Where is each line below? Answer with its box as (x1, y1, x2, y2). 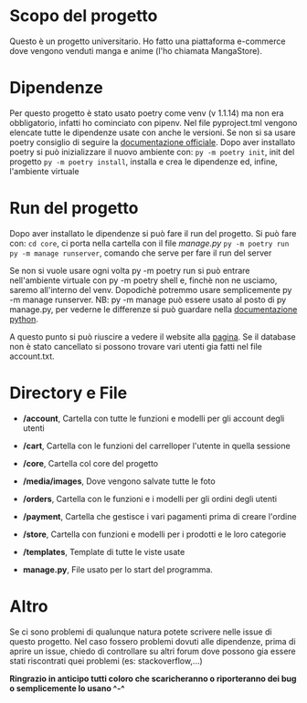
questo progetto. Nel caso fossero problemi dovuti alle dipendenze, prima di (9, 635, 296, 646)
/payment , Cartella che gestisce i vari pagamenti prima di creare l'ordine (22, 510, 297, 521)
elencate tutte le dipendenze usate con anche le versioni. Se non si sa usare (9, 127, 296, 138)
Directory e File (9, 383, 128, 403)
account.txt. (9, 351, 55, 362)
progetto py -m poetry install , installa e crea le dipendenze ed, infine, (9, 156, 279, 167)
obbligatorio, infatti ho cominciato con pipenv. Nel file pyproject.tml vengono (9, 117, 298, 128)
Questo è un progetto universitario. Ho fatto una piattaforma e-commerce (9, 36, 286, 47)
